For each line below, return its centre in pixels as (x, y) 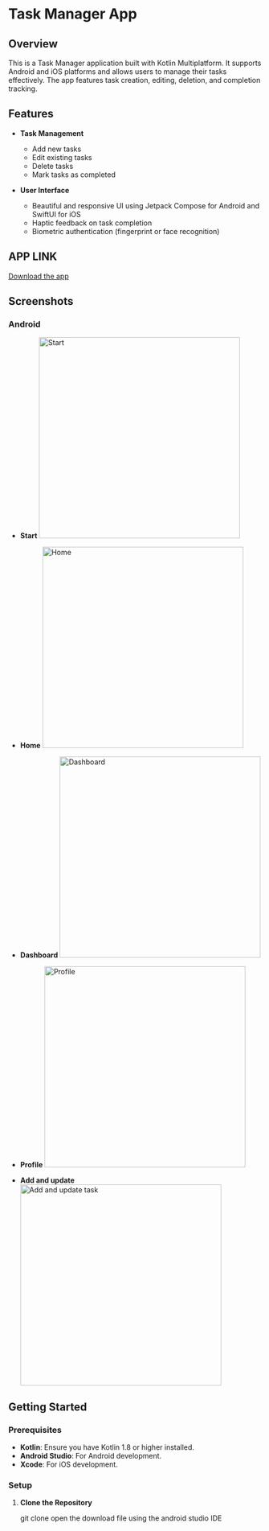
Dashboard (39, 955)
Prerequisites (35, 1430)
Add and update (47, 1180)
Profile (31, 1165)
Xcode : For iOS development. (69, 1464)
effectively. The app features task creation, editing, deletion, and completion (134, 80)
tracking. (23, 88)
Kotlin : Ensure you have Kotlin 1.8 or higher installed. (107, 1447)
